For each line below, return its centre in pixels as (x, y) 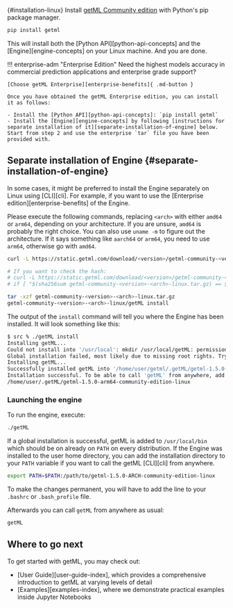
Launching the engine (45, 399)
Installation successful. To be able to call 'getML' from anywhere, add (116, 376)
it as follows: (29, 103)
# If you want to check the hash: (57, 271)
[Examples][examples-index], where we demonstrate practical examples (121, 589)
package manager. (34, 17)
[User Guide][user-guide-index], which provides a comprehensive (112, 575)
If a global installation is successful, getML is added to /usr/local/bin (107, 441)
